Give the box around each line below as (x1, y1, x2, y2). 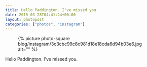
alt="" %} (18, 46, 38, 52)
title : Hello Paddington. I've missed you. (5, 7, 99, 13)
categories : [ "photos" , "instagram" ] (5, 21, 85, 27)
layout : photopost (5, 17, 44, 22)
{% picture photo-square (18, 36, 70, 42)
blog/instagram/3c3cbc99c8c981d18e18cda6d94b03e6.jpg (18, 41, 142, 47)
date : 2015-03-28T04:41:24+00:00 (5, 12, 76, 17)
